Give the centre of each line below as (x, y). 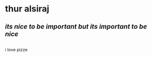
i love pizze (16, 50)
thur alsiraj (27, 9)
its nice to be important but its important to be (76, 27)
